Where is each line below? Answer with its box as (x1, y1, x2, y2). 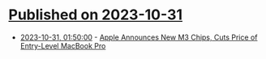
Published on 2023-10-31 (8, 6, 183, 24)
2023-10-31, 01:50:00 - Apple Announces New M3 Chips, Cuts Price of (19, 32, 258, 42)
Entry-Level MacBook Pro (19, 40, 106, 50)
